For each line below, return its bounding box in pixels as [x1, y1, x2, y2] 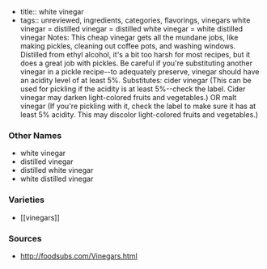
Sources [8, 233, 42, 244]
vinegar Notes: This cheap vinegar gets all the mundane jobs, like [19, 32, 239, 42]
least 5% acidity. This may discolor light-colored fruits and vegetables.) [19, 110, 259, 120]
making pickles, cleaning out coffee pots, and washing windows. [19, 41, 236, 51]
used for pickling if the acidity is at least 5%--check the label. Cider [19, 84, 246, 94]
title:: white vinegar [19, 7, 84, 16]
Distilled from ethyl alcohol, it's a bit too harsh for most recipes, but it [19, 50, 251, 59]
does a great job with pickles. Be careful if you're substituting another [19, 58, 253, 68]
